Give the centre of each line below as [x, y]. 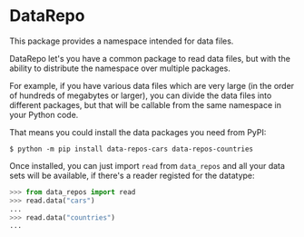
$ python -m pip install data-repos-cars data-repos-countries [132, 149]
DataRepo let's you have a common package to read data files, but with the [150, 58]
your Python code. [44, 114]
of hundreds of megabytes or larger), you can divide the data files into [141, 95]
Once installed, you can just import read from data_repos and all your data [147, 165]
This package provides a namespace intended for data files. [122, 41]
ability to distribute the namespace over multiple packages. [120, 68]
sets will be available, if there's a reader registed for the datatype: [132, 175]
